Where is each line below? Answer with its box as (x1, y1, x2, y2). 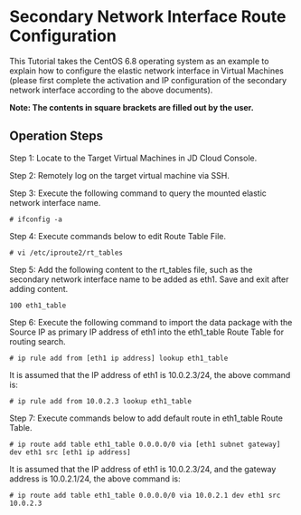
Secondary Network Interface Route (9, 6, 287, 27)
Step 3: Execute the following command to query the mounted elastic (9, 188, 267, 199)
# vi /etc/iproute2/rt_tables (9, 248, 124, 257)
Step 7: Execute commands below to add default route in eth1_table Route (9, 413, 283, 423)
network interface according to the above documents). (9, 84, 213, 95)
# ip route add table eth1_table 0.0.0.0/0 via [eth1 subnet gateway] (9, 440, 281, 449)
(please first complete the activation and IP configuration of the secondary (9, 74, 287, 85)
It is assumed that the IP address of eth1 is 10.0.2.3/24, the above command (9, 369, 291, 380)
